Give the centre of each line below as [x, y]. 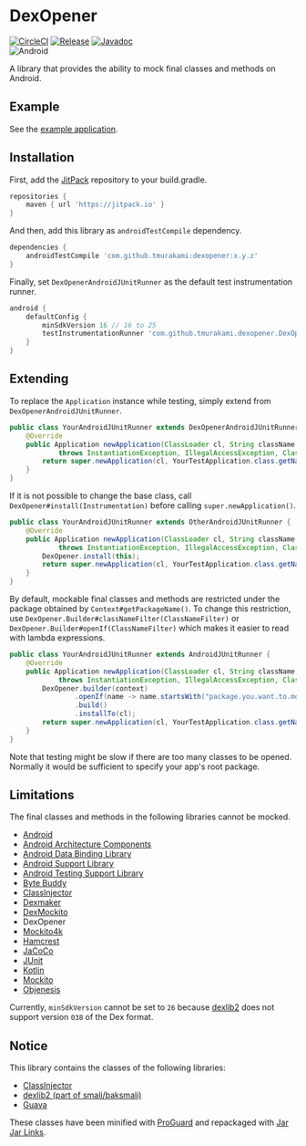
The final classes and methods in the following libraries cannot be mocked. [150, 817]
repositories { [38, 196]
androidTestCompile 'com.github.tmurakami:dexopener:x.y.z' [142, 256]
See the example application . [64, 129]
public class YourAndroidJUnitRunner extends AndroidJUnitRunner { [140, 654]
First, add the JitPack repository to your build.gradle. [108, 180]
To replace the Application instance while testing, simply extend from [140, 401]
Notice [29, 1046]
